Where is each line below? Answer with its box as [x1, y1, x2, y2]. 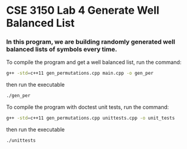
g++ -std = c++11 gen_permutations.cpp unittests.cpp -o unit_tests [6, 115, 175, 121]
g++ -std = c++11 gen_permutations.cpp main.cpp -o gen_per [6, 70, 154, 77]
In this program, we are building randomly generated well [6, 38, 175, 46]
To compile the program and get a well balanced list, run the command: [6, 59, 182, 66]
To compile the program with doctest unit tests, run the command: [6, 104, 169, 111]
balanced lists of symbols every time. [6, 45, 118, 54]
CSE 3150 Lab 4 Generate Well [6, 4, 160, 17]
